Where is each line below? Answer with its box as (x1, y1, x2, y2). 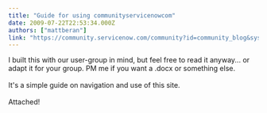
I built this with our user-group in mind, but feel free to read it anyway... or (8, 55, 250, 65)
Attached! (8, 97, 41, 107)
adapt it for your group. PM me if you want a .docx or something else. (8, 64, 236, 73)
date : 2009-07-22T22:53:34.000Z (8, 19, 115, 27)
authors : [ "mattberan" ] (8, 26, 87, 34)
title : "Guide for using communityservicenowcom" (8, 11, 176, 20)
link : (8, 33, 26, 42)
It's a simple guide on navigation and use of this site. (8, 81, 180, 90)
